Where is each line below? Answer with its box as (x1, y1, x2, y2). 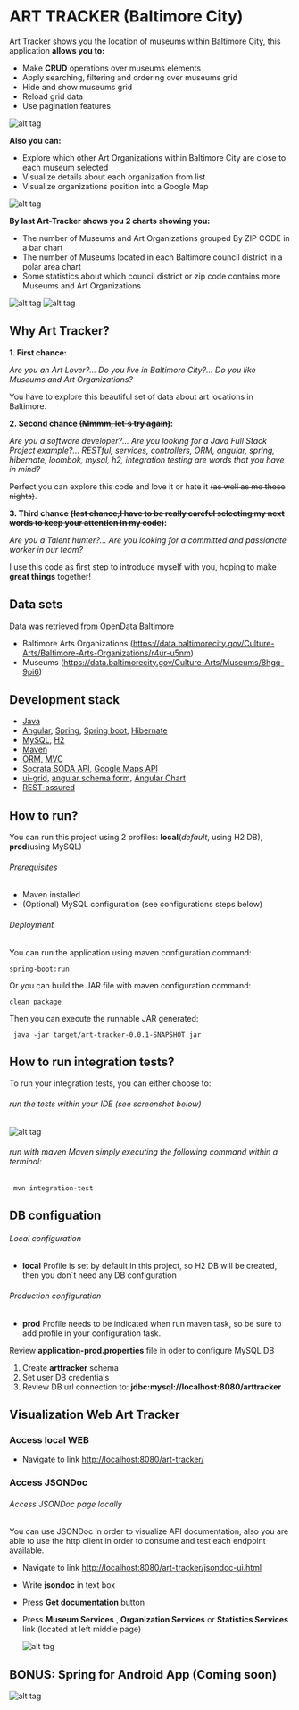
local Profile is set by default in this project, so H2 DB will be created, (21, 1261, 278, 1272)
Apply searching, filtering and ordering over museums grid (21, 71, 238, 82)
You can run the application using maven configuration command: (9, 947, 252, 957)
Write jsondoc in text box (21, 1580, 116, 1590)
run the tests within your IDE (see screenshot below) (9, 1098, 203, 1109)
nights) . (9, 490, 37, 501)
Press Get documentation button (21, 1597, 145, 1608)
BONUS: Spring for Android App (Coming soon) (9, 1667, 278, 1682)
